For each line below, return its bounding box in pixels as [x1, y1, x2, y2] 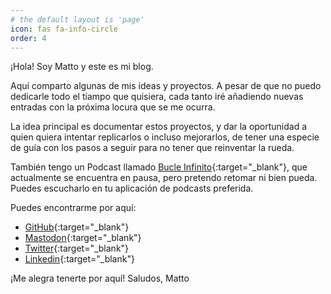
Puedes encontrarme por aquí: [10, 202, 137, 214]
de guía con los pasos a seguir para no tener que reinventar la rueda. [10, 142, 295, 154]
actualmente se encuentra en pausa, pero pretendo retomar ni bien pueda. [10, 172, 318, 184]
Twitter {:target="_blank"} [24, 242, 130, 255]
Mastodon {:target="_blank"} [24, 232, 142, 244]
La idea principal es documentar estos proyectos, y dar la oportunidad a [10, 121, 308, 133]
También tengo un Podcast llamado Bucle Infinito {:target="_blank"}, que [10, 161, 308, 173]
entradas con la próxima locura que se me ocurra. [10, 101, 216, 113]
